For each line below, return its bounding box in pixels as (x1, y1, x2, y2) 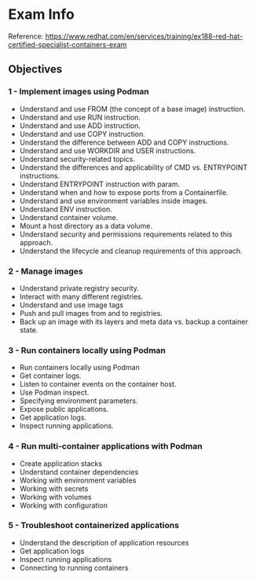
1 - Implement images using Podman (8, 86, 149, 97)
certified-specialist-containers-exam (8, 39, 127, 49)
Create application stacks (19, 458, 103, 468)
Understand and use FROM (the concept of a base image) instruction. (19, 104, 246, 113)
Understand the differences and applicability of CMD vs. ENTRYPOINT (19, 163, 248, 172)
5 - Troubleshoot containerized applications (8, 520, 179, 531)
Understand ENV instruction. (19, 204, 112, 214)
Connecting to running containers (19, 563, 129, 572)
